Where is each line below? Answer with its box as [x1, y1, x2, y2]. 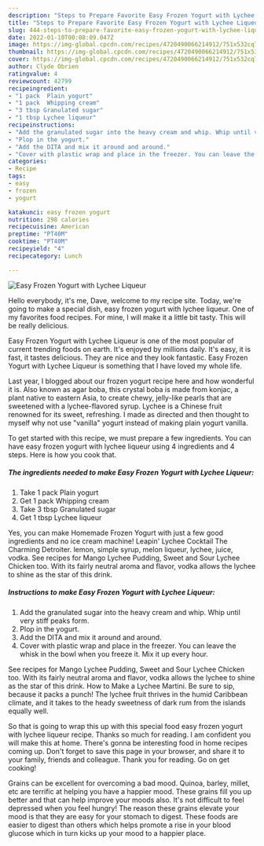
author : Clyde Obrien [8, 63, 79, 71]
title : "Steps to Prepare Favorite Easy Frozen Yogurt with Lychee [8, 19, 234, 27]
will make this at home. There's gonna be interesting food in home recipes [8, 738, 248, 747]
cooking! [8, 763, 37, 772]
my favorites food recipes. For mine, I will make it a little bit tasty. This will [8, 312, 246, 322]
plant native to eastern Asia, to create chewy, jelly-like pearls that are [8, 393, 232, 402]
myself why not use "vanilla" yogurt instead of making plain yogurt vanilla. [8, 418, 249, 427]
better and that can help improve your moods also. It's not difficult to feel [8, 795, 245, 804]
